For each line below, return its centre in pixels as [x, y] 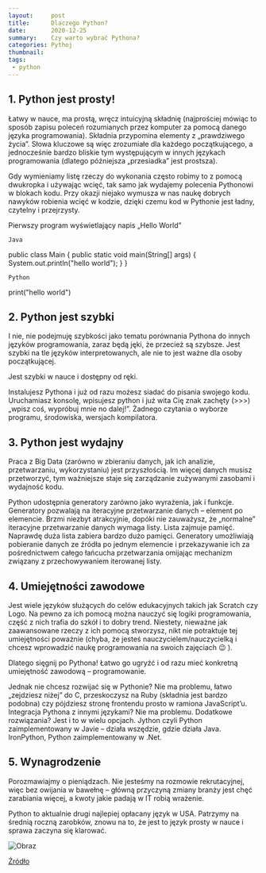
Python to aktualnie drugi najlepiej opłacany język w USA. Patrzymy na [124, 813]
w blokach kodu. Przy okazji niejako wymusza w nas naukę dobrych [120, 193]
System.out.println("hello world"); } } [68, 263]
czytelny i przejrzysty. [44, 210]
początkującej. [32, 361]
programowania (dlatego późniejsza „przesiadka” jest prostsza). [113, 160]
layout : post [37, 15]
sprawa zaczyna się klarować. [58, 830]
